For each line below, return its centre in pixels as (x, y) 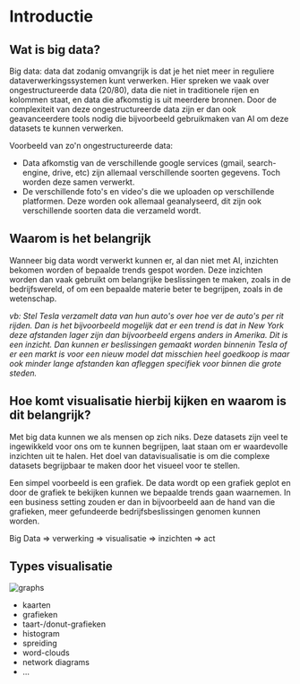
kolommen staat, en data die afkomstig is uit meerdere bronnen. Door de (143, 100)
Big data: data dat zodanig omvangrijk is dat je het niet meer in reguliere (142, 71)
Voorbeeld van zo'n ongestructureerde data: (91, 146)
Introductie (51, 17)
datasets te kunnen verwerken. (66, 128)
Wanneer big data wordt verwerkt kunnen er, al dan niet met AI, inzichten (144, 260)
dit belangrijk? (50, 416)
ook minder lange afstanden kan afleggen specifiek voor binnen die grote (146, 363)
